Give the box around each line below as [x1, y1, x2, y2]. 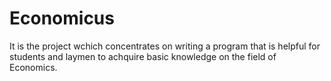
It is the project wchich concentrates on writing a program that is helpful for [9, 40, 321, 52]
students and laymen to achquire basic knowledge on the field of [9, 50, 277, 62]
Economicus [9, 7, 115, 30]
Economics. [9, 61, 58, 73]
